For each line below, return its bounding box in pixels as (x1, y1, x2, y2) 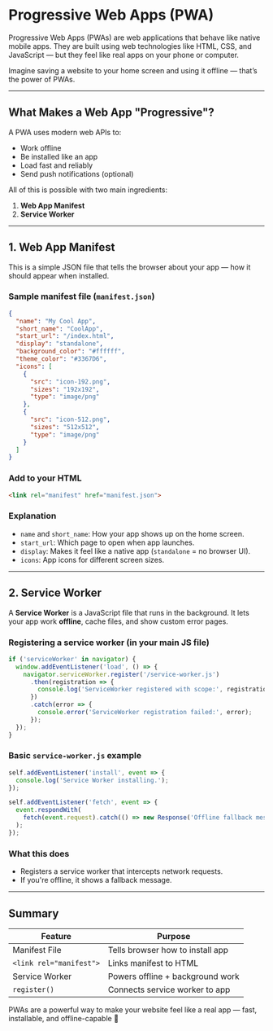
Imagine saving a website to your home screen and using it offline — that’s (8, 65, 258, 75)
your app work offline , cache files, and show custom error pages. (8, 616, 229, 626)
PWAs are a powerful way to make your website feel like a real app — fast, (8, 1004, 258, 1015)
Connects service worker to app (107, 984, 231, 995)
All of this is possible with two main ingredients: (8, 185, 168, 195)
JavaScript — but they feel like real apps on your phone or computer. (8, 50, 240, 59)
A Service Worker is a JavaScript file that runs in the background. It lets (8, 608, 249, 617)
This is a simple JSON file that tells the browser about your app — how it (8, 262, 251, 272)
